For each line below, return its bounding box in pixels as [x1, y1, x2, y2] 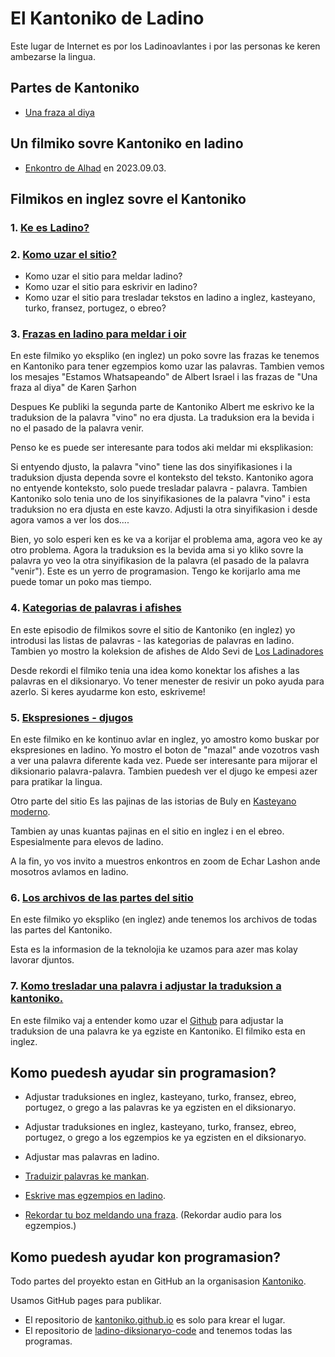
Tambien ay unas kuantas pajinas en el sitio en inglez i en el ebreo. [10, 825, 285, 837]
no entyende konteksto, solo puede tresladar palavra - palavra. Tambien [10, 482, 308, 494]
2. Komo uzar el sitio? [10, 247, 117, 261]
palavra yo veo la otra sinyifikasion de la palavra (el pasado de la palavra [10, 555, 310, 567]
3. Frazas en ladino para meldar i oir [10, 327, 187, 341]
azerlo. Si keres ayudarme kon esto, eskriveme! [10, 685, 206, 697]
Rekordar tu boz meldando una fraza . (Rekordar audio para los [24, 1209, 282, 1221]
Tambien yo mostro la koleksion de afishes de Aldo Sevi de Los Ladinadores [10, 645, 324, 657]
